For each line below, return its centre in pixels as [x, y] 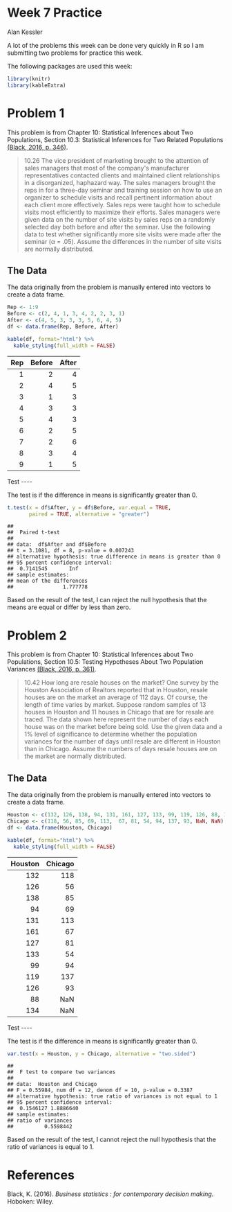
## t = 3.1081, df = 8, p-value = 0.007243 [71, 551]
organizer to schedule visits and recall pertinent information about [118, 197]
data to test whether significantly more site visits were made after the [123, 234]
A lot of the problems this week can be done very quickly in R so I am [106, 45]
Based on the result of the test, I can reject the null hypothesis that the [107, 600]
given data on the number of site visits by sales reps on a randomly [119, 219]
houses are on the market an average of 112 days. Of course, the [116, 697]
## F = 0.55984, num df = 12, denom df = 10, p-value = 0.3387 [100, 1090]
